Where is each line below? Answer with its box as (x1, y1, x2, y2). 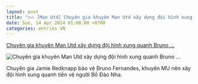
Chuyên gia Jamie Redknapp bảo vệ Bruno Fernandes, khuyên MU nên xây (6, 65, 191, 72)
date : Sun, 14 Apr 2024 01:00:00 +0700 (6, 20, 106, 26)
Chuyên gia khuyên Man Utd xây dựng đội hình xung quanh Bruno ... (6, 42, 175, 49)
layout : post (6, 8, 39, 15)
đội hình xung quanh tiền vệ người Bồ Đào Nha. (6, 71, 123, 78)
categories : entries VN (6, 25, 66, 32)
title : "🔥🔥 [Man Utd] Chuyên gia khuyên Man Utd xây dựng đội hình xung (6, 14, 193, 20)
